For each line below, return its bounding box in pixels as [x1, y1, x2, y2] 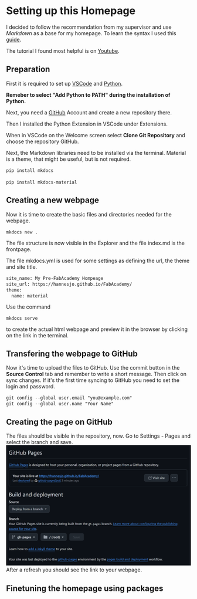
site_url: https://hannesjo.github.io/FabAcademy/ [6, 281, 133, 287]
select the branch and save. [6, 439, 73, 446]
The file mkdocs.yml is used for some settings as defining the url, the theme [6, 257, 190, 264]
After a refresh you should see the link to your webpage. [6, 566, 142, 573]
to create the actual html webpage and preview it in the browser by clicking [6, 326, 188, 333]
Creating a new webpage [6, 195, 100, 205]
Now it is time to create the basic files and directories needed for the [6, 211, 172, 218]
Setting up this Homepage [6, 4, 136, 18]
